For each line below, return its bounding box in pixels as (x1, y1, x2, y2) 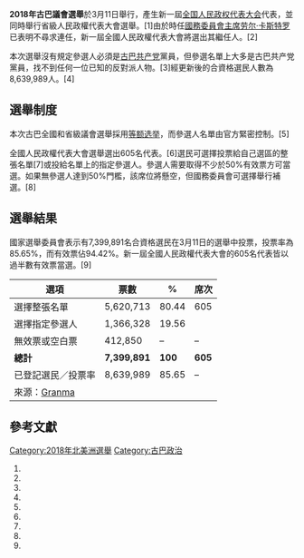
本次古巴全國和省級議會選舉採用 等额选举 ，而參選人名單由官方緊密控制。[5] (9, 128, 290, 139)
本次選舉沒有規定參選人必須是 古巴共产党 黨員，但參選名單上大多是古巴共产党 (9, 51, 295, 62)
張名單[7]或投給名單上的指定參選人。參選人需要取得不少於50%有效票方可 (9, 159, 283, 170)
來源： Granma (14, 386, 75, 398)
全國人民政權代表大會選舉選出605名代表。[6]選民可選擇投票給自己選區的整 (9, 147, 289, 158)
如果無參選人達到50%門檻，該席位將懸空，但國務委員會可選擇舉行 (24, 170, 273, 181)
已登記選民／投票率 (14, 368, 97, 381)
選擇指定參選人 (14, 318, 79, 330)
